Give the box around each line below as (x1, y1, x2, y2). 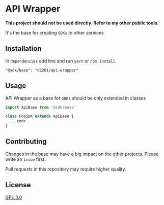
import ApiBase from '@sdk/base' (5, 105, 76, 110)
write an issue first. (5, 156, 46, 162)
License (5, 181, 31, 189)
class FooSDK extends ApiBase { (5, 114, 74, 119)
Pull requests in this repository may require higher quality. (5, 166, 126, 172)
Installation (5, 44, 42, 53)
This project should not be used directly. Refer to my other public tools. (5, 20, 159, 26)
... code (10, 119, 26, 124)
